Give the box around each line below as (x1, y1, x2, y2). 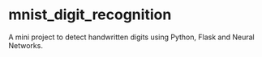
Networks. (8, 40, 43, 50)
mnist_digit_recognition (8, 6, 172, 24)
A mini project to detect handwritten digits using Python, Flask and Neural (8, 32, 255, 42)
